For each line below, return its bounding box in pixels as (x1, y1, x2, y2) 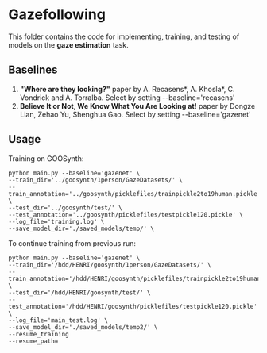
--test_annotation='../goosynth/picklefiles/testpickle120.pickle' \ (8, 210, 244, 219)
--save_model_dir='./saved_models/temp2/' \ (8, 323, 158, 331)
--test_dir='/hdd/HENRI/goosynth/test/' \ (8, 288, 151, 297)
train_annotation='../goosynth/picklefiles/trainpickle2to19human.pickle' (8, 190, 261, 198)
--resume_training (8, 330, 69, 338)
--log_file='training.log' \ (8, 217, 105, 225)
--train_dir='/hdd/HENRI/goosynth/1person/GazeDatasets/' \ (8, 260, 212, 269)
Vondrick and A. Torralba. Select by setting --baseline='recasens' (19, 93, 236, 102)
